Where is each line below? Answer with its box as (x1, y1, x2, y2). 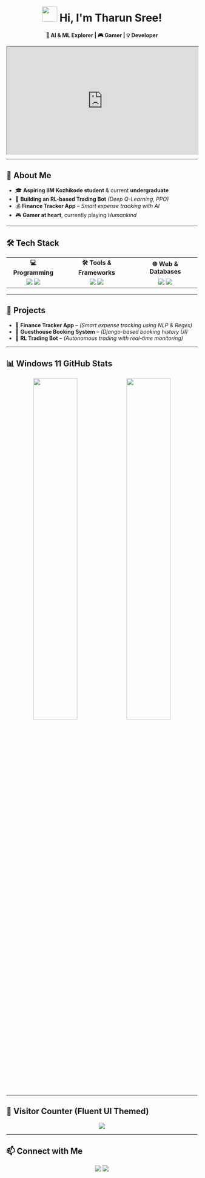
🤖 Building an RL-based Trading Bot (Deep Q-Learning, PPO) (15, 195, 169, 203)
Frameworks (78, 268, 115, 277)
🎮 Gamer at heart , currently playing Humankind (15, 212, 137, 219)
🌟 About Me (6, 170, 52, 181)
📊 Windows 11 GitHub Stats (6, 359, 113, 369)
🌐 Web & (152, 259, 179, 268)
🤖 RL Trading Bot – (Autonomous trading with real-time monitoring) (15, 334, 184, 342)
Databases (149, 267, 181, 275)
